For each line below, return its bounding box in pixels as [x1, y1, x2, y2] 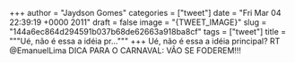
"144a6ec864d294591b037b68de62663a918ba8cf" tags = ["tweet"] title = [9, 27, 287, 36]
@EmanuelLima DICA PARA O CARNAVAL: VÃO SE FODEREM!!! [9, 45, 242, 56]
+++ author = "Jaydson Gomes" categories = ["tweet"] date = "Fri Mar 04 [9, 8, 282, 18]
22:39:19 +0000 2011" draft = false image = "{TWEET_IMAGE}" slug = [9, 17, 267, 28]
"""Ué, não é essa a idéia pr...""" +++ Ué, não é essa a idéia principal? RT [9, 35, 281, 46]
